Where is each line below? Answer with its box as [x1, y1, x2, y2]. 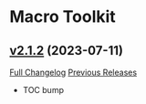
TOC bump [22, 85, 64, 95]
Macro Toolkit [9, 6, 116, 27]
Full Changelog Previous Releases [9, 67, 138, 78]
